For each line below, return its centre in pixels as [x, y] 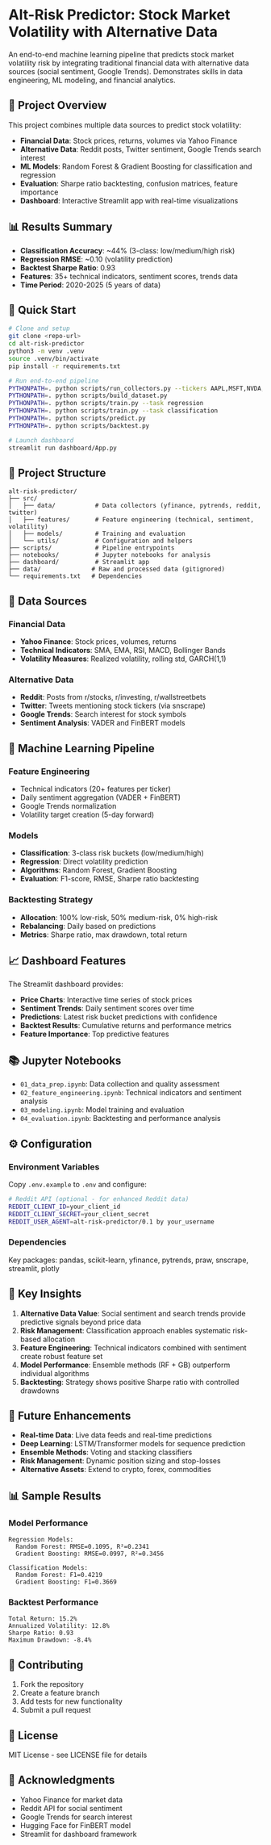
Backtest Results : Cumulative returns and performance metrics [126, 1026]
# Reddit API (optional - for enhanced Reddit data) [99, 1199]
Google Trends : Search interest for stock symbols [103, 714]
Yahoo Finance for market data [71, 1799]
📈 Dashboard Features [67, 961]
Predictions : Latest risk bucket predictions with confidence [119, 1017]
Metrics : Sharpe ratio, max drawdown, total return [104, 935]
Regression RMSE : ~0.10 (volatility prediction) [96, 259]
